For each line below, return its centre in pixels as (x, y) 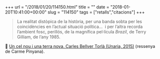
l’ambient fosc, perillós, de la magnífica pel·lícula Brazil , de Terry (81, 32)
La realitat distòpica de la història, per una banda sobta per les (80, 22)
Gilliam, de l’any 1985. (39, 37)
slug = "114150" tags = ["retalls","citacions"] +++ (96, 12)
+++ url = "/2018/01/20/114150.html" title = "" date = (57, 7)
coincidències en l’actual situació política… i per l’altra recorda (80, 27)
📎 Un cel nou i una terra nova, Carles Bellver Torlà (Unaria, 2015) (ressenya (80, 46)
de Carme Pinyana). (25, 51)
